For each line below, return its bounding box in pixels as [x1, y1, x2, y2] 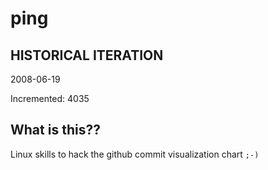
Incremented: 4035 [10, 93, 90, 104]
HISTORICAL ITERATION [10, 47, 164, 64]
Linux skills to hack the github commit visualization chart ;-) [10, 148, 260, 160]
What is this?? [10, 122, 101, 139]
